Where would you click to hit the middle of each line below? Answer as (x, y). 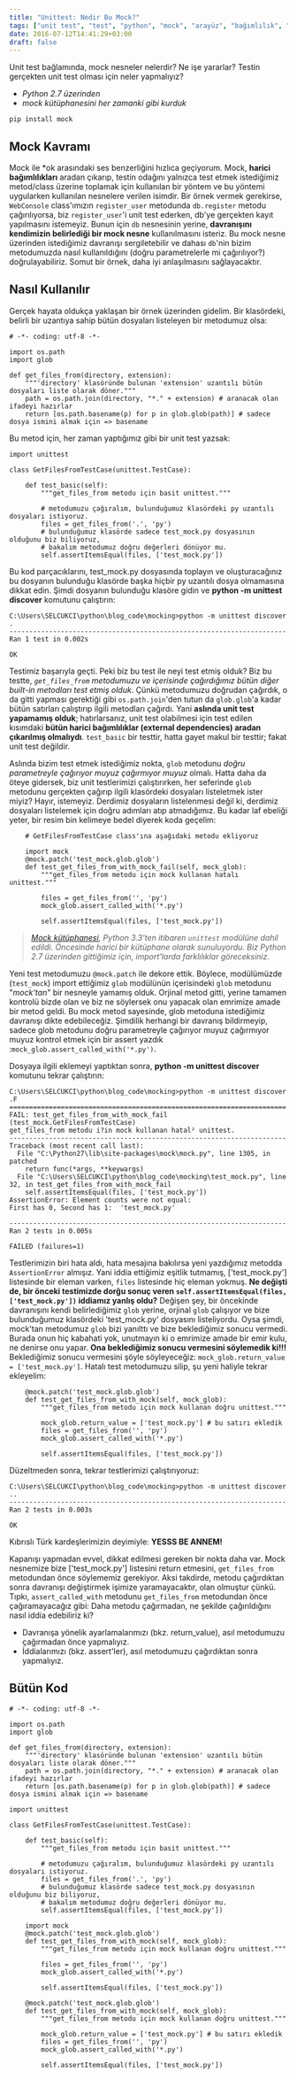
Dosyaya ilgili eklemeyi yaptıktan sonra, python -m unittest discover (134, 1066)
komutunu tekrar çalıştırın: (57, 1075)
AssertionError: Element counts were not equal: (100, 1200)
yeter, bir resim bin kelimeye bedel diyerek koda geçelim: (113, 820)
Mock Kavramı (50, 146)
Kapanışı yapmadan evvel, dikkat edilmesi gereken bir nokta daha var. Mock (147, 1558)
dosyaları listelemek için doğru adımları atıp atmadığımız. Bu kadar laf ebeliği (148, 810)
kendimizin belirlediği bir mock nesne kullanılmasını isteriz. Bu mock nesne (147, 234)
